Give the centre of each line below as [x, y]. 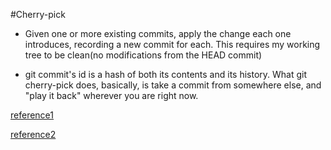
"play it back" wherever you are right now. [111, 95]
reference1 [32, 115]
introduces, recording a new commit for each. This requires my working [172, 44]
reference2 [33, 134]
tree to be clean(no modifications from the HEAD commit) [143, 55]
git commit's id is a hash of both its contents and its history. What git [166, 74]
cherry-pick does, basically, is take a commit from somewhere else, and [173, 85]
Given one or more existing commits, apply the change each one [158, 33]
